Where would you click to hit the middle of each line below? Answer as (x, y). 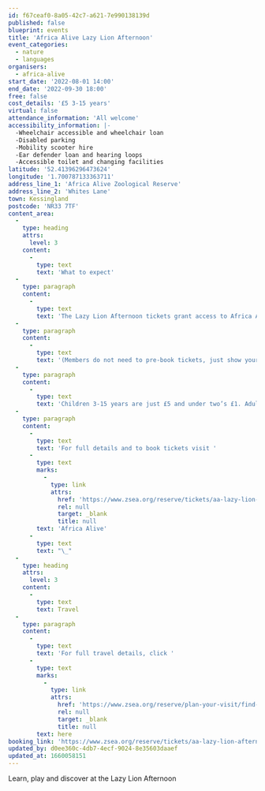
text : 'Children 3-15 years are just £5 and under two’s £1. (139, 404)
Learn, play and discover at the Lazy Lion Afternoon (92, 778)
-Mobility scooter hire (54, 147)
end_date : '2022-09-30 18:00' (58, 89)
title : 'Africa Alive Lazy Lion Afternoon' (81, 37)
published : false (37, 23)
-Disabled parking (46, 140)
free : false (28, 96)
